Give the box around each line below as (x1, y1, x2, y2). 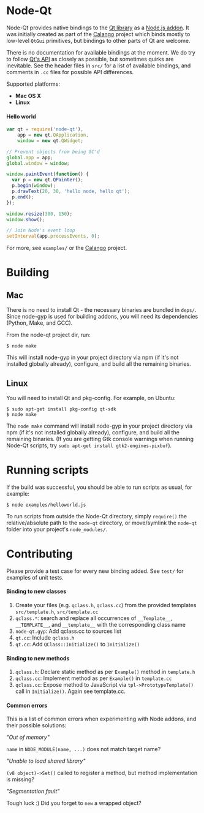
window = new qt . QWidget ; (17, 137, 84, 144)
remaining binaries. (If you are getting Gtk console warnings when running (6, 435, 194, 442)
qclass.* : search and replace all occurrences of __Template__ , (15, 614, 173, 622)
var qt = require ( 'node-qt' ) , (6, 126, 84, 132)
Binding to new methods (6, 654, 70, 662)
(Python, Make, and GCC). (6, 319, 73, 327)
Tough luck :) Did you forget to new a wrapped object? (6, 800, 142, 807)
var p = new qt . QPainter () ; (12, 177, 84, 183)
